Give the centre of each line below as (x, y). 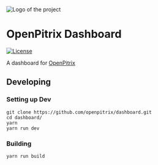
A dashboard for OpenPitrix (41, 63)
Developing (28, 82)
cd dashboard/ (24, 117)
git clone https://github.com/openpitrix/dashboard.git (79, 112)
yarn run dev (23, 128)
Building (19, 144)
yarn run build (26, 156)
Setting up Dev (29, 100)
